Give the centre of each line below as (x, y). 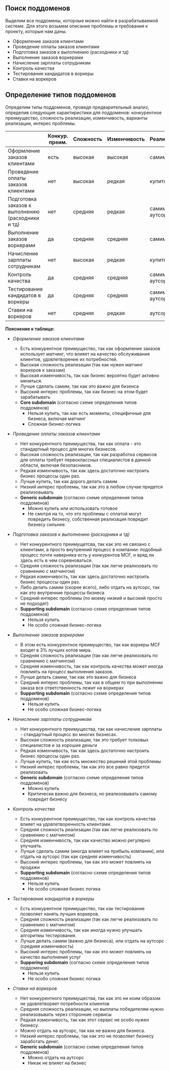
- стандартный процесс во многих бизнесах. (69, 734)
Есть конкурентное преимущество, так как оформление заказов (90, 348)
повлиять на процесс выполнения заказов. (67, 671)
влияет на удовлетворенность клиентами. (66, 824)
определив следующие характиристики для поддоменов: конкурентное (83, 112)
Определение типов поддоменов (61, 95)
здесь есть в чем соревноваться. (56, 560)
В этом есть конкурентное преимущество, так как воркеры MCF (90, 644)
